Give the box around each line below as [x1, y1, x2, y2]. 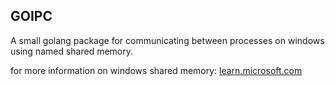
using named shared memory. [10, 45, 134, 57]
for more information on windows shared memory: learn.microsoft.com [10, 64, 303, 76]
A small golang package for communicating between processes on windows [10, 34, 325, 46]
